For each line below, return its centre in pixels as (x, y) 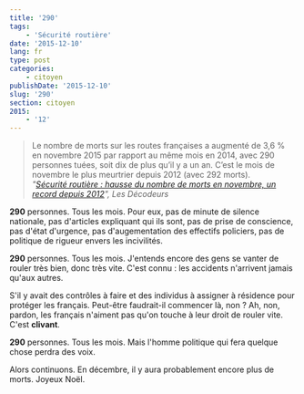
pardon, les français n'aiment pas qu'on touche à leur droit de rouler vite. (147, 315)
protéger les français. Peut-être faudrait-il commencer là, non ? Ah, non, (145, 306)
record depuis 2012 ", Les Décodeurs (100, 194)
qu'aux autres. (36, 278)
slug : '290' (32, 94)
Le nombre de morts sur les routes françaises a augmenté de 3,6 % (158, 146)
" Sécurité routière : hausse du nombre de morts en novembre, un (154, 184)
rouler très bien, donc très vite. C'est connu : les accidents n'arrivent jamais (151, 268)
